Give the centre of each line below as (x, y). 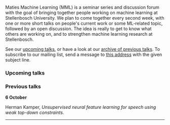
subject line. (18, 60)
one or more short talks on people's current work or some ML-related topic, (84, 23)
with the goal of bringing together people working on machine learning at (81, 13)
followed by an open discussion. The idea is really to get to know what (78, 29)
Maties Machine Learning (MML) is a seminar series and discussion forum (82, 7)
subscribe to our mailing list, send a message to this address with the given (84, 54)
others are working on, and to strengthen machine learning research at (79, 34)
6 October (16, 97)
